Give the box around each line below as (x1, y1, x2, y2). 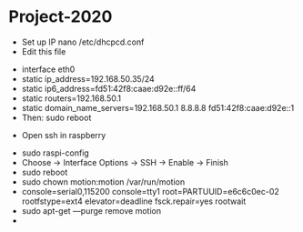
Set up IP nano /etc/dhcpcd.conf (21, 36, 145, 47)
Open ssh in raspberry (21, 129, 106, 140)
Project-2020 (8, 6, 113, 27)
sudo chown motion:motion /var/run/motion (21, 176, 186, 187)
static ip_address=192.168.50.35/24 (21, 73, 156, 84)
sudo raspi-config (21, 147, 90, 158)
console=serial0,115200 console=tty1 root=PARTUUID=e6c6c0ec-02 (21, 186, 279, 197)
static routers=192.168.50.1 (21, 93, 122, 104)
